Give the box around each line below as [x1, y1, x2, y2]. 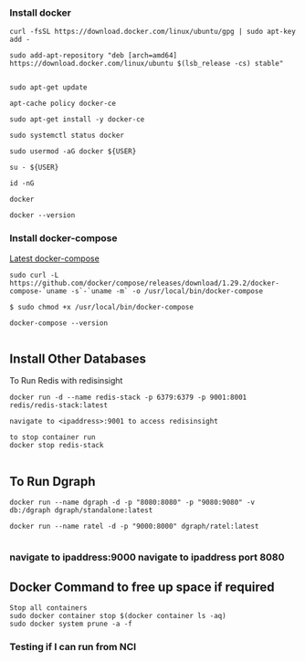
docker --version [9, 211, 76, 220]
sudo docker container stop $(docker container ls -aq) [9, 611, 226, 620]
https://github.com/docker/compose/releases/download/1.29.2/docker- [9, 278, 280, 288]
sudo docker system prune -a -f [9, 619, 132, 628]
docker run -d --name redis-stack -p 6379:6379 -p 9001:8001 [9, 393, 247, 403]
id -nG [9, 179, 35, 188]
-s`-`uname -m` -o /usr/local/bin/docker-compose [70, 286, 263, 296]
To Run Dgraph [9, 473, 96, 489]
